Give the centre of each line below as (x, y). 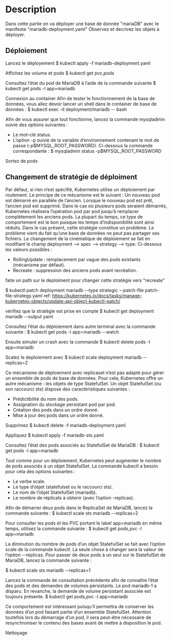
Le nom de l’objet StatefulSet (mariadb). (55, 492)
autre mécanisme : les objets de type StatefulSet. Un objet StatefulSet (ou (83, 383)
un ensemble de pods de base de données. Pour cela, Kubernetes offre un (84, 378)
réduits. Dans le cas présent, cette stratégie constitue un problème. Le (80, 227)
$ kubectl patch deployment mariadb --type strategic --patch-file (75, 290)
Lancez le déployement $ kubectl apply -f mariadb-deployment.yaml (78, 63)
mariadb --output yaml (29, 316)
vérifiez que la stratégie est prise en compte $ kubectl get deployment (80, 311)
